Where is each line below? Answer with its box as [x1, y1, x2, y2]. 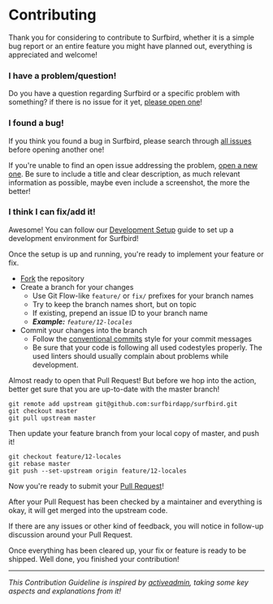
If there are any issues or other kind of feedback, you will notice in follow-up [8, 521, 264, 531]
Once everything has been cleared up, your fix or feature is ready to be [8, 546, 247, 555]
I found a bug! [8, 118, 64, 129]
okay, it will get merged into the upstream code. [8, 505, 168, 515]
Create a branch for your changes [19, 282, 134, 291]
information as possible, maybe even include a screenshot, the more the [8, 177, 250, 188]
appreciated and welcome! [8, 50, 97, 59]
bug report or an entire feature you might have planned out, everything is [8, 41, 253, 50]
